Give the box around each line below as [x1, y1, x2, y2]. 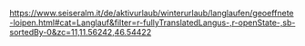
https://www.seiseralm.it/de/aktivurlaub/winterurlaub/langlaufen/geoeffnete [9, 8, 294, 18]
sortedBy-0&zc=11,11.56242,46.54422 [9, 27, 152, 37]
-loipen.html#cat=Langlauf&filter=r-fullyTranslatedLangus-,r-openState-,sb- [9, 17, 296, 28]
